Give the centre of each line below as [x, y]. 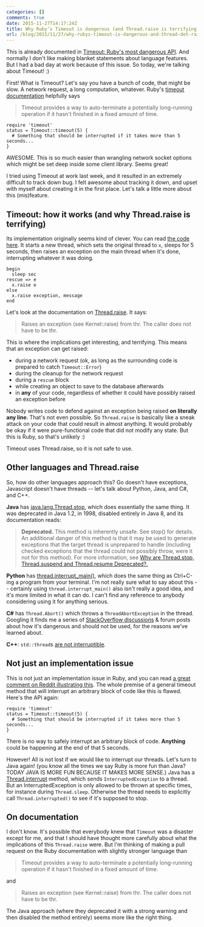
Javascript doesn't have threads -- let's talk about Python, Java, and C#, [97, 488]
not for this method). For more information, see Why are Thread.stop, [107, 557]
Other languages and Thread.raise [73, 467]
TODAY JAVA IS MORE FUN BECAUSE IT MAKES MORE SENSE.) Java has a [101, 772]
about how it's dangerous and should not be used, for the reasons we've [97, 626]
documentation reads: [34, 519]
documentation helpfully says [43, 96]
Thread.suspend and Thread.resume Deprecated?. [84, 564]
